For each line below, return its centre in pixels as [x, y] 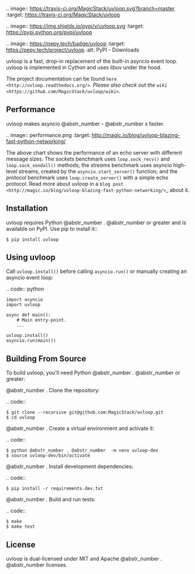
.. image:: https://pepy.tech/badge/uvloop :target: [66, 44]
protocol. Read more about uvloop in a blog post [65, 183]
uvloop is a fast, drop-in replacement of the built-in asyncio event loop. [92, 61]
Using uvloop [31, 257]
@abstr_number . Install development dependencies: [70, 467]
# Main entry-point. [42, 320]
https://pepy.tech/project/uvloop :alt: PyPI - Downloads [73, 50]
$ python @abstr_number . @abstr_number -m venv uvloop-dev [82, 450]
